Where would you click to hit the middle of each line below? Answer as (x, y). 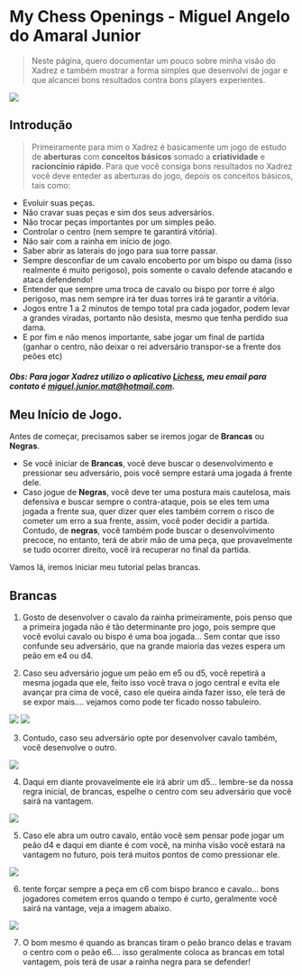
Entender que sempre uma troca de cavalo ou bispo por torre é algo (148, 289)
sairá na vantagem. (58, 801)
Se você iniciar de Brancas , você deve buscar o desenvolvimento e (147, 464)
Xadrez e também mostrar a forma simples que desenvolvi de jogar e (160, 70)
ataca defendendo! (58, 279)
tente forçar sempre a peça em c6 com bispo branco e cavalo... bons (151, 889)
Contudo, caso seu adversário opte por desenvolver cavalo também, (150, 738)
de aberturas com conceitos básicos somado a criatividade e (148, 156)
